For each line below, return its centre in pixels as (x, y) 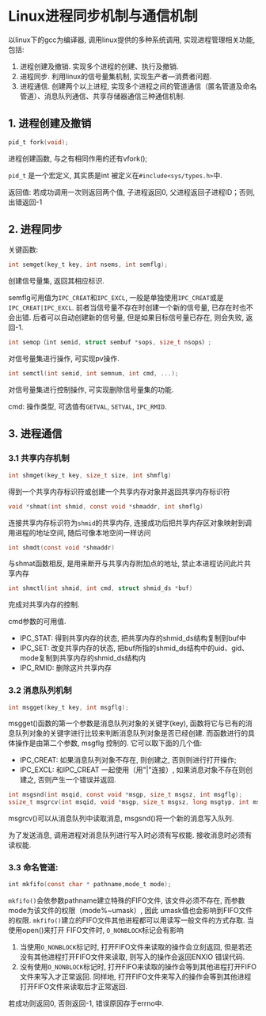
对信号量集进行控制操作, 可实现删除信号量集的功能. (91, 390)
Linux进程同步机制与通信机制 (103, 16)
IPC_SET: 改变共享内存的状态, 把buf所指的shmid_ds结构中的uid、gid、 (134, 648)
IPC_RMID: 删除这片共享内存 (66, 668)
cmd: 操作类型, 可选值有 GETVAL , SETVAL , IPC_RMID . (87, 407)
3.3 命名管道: (33, 868)
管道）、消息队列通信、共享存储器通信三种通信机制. (102, 96)
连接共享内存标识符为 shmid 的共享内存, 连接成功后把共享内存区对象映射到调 (130, 523)
